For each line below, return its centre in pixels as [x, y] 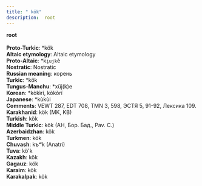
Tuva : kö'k [19, 151]
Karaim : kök [22, 170]
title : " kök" [24, 12]
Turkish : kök [22, 118]
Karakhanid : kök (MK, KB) [39, 112]
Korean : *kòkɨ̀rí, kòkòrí [34, 93]
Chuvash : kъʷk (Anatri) [36, 144]
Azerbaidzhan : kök [31, 131]
